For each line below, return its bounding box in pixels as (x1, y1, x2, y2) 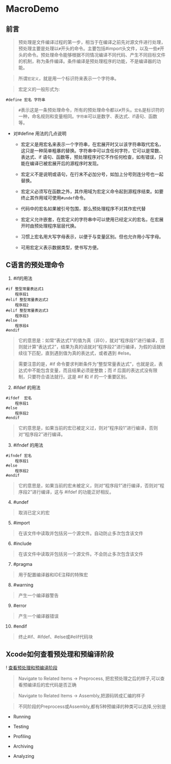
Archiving (13, 743, 34, 749)
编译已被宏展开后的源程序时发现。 (30, 160, 101, 166)
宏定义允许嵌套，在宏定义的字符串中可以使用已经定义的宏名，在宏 (20, 216, 159, 222)
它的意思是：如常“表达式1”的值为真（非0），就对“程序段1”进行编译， (18, 337, 160, 343)
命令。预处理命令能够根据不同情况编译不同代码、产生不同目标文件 (27, 52, 166, 58)
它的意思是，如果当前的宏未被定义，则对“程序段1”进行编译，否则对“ (18, 482, 160, 488)
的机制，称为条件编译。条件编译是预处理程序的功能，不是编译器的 (18, 58, 157, 64)
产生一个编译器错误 (18, 613, 59, 619)
